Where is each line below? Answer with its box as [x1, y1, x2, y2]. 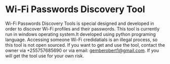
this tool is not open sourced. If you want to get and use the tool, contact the [5, 42, 165, 48]
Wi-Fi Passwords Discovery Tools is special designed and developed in [5, 20, 154, 26]
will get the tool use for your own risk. [5, 52, 84, 59]
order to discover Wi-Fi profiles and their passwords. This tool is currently [5, 25, 160, 31]
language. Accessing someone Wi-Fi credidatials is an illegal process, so [5, 37, 158, 43]
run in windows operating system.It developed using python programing [5, 31, 156, 37]
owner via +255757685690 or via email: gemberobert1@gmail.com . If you [5, 47, 159, 53]
